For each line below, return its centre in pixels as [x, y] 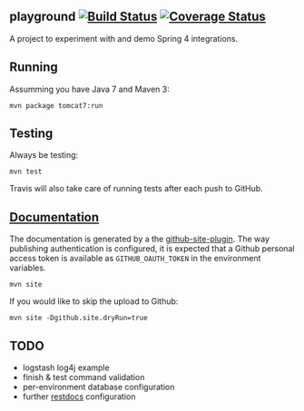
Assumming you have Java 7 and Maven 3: [89, 89]
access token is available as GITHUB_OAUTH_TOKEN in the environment [135, 259]
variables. [28, 268]
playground [43, 17]
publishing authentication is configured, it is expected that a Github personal [152, 249]
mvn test [26, 172]
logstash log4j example [66, 367]
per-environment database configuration [98, 387]
